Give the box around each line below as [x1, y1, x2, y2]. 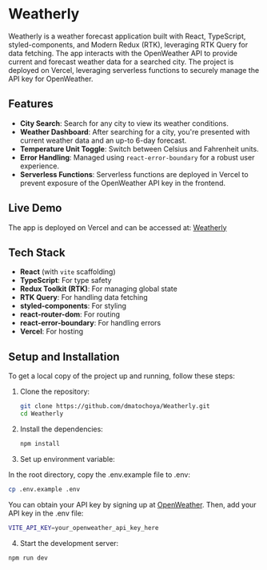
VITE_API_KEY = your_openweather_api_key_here [8, 524, 159, 532]
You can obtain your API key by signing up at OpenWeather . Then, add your [8, 499, 257, 509]
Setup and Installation [8, 350, 120, 363]
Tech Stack [8, 245, 66, 259]
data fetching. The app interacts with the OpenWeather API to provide [8, 48, 238, 58]
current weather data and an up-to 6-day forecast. [19, 135, 187, 145]
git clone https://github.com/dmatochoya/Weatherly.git [19, 402, 210, 410]
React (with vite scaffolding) [19, 267, 116, 277]
